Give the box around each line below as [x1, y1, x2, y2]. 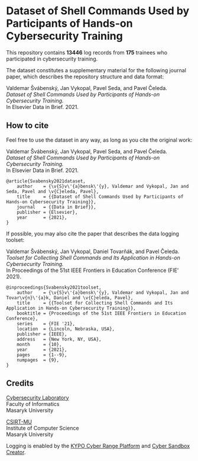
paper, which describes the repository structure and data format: [6, 73, 164, 80]
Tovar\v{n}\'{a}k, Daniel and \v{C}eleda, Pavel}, [6, 294, 134, 300]
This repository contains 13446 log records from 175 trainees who [6, 49, 167, 56]
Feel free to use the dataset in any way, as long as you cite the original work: [6, 136, 193, 143]
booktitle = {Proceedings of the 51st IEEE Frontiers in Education [17, 310, 186, 316]
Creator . [6, 449, 26, 456]
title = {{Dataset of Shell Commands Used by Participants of [17, 194, 184, 200]
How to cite [6, 120, 49, 131]
